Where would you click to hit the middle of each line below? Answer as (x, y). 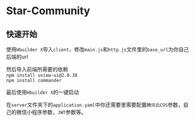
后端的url (17, 57)
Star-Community (48, 11)
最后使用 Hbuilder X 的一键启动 (43, 92)
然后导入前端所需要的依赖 (37, 69)
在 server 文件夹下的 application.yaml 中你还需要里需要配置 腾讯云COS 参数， (95, 105)
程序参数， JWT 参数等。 (59, 112)
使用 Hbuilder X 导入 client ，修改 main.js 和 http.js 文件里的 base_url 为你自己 (98, 49)
